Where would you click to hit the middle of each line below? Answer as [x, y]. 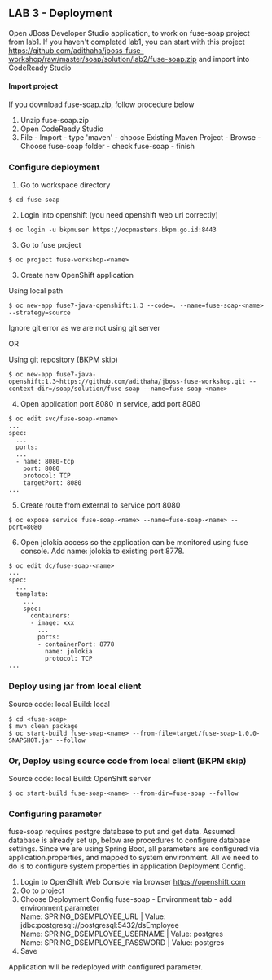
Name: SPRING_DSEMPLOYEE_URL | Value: [93, 916]
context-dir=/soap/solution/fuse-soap [74, 389]
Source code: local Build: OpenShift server [80, 778]
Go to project [42, 890]
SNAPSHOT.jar [31, 740]
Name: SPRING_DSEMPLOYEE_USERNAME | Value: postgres [122, 934]
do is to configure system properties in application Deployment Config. [127, 866]
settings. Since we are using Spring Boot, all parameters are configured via [134, 849]
